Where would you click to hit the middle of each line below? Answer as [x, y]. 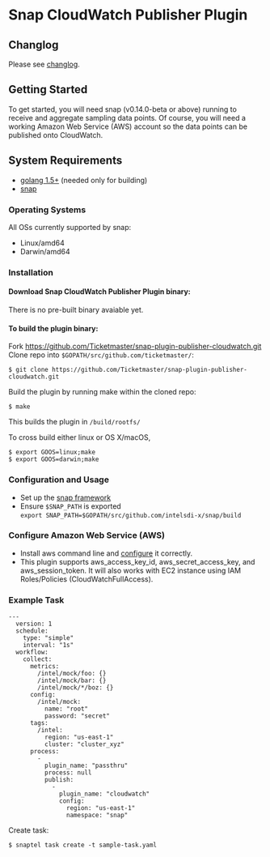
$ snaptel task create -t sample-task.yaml [83, 845]
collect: [38, 659]
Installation [31, 272]
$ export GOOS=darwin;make [54, 459]
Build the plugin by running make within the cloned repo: [102, 392]
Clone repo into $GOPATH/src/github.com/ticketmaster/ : [101, 355]
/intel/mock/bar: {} [72, 681]
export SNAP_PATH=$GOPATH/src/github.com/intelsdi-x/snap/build [131, 515]
